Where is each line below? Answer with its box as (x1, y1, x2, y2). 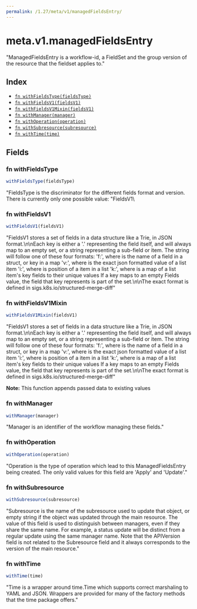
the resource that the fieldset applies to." (6, 60, 105, 67)
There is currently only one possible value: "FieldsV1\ (6, 195, 135, 202)
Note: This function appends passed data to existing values (6, 385, 151, 392)
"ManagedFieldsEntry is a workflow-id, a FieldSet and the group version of (6, 54, 187, 61)
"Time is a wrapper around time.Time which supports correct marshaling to (6, 584, 188, 591)
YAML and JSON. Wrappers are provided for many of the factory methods (6, 590, 185, 597)
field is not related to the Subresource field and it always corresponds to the (6, 538, 191, 546)
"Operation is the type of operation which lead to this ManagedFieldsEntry (6, 462, 186, 469)
